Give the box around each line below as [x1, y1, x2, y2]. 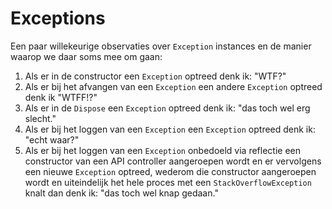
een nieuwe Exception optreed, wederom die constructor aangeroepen [24, 165, 317, 177]
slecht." [24, 112, 57, 124]
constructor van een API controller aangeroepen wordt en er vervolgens [24, 155, 322, 167]
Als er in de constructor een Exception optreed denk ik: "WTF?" [24, 70, 287, 82]
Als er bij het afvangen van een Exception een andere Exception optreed [24, 80, 323, 92]
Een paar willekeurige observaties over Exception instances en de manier [10, 40, 312, 52]
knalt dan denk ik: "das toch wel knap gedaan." [24, 187, 219, 199]
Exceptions [10, 7, 106, 30]
